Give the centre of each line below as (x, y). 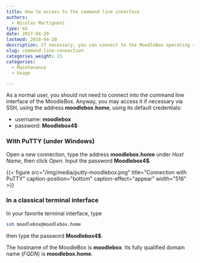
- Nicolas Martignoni (38, 23)
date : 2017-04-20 (28, 34)
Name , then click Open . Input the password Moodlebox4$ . (79, 160)
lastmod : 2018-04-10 (32, 39)
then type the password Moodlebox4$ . (54, 236)
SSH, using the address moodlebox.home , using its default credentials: (94, 108)
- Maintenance (29, 67)
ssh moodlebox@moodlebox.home (44, 224)
